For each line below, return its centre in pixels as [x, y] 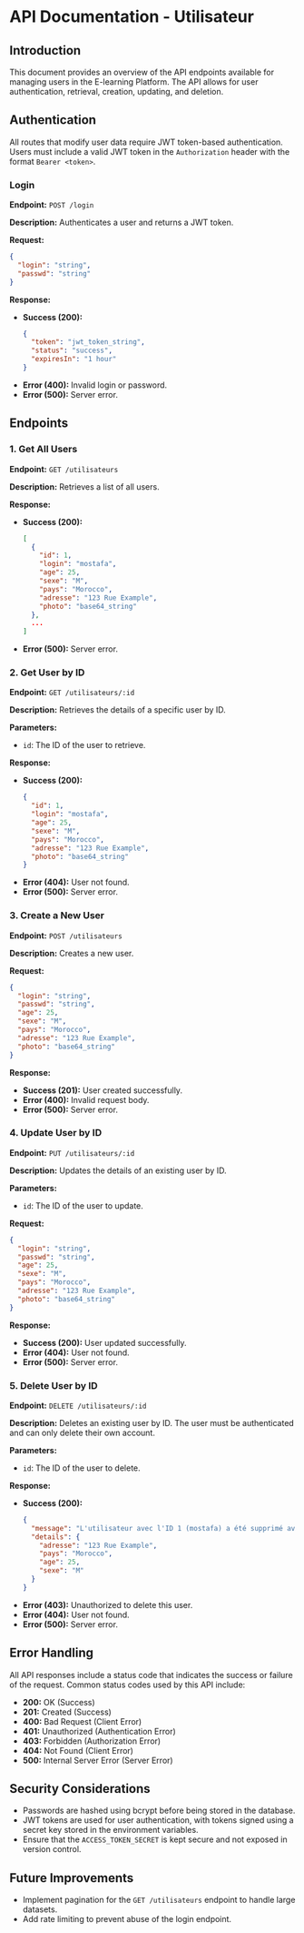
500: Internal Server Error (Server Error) [98, 1760]
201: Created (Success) [67, 1712]
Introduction [45, 51]
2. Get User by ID [47, 673]
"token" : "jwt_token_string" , [88, 342]
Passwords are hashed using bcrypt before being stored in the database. [159, 1811]
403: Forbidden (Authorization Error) [92, 1741]
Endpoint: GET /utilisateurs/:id [72, 693]
